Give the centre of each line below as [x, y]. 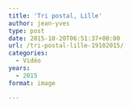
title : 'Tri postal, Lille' [56, 16]
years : [19, 68]
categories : [28, 53]
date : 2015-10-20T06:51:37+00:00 [64, 38]
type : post [27, 31]
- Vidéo [29, 61]
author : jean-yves [39, 23]
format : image [32, 83]
